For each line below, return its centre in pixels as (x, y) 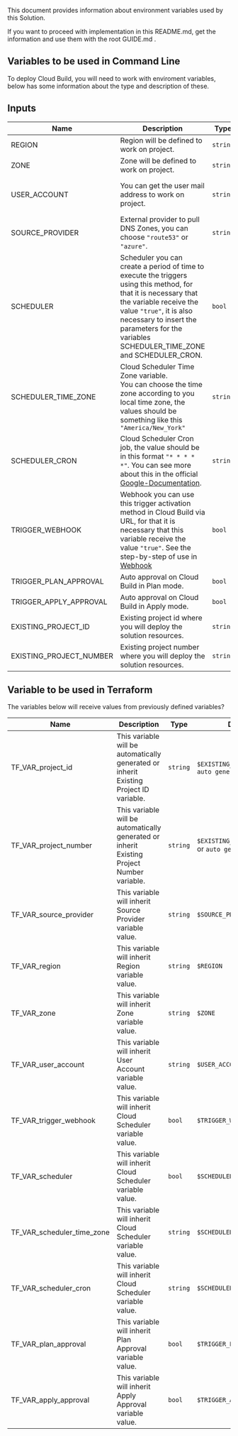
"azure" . (134, 246)
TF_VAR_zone (33, 1013)
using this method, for (157, 284)
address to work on (152, 194)
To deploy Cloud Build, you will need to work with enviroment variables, (112, 78)
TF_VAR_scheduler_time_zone (60, 1232)
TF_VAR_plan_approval (49, 1344)
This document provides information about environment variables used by (115, 10)
